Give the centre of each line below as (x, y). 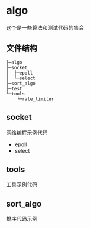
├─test (14, 88)
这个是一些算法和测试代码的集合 (45, 27)
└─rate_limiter (36, 99)
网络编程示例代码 (27, 133)
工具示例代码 (22, 184)
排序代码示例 (22, 219)
